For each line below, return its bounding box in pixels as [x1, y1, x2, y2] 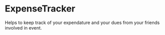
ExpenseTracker [5, 3, 75, 14]
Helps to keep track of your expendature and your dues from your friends [5, 19, 160, 25]
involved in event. [5, 24, 42, 30]
